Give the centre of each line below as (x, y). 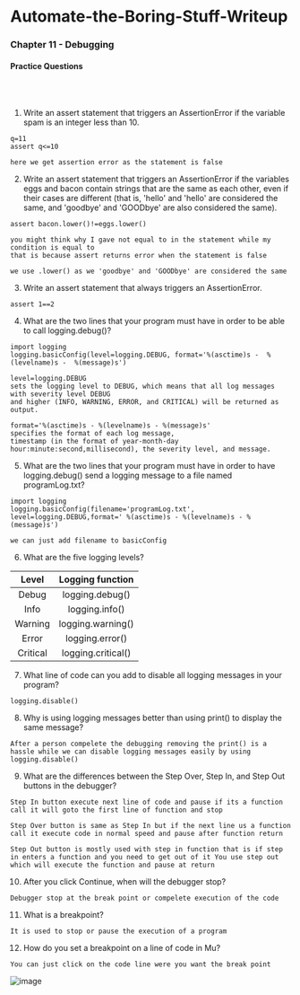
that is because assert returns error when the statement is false (139, 256)
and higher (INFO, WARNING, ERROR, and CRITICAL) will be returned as (145, 402)
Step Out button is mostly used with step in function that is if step (146, 850)
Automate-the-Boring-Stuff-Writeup (149, 17)
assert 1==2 (32, 304)
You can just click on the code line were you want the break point (141, 964)
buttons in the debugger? (70, 786)
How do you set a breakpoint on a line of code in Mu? (122, 948)
